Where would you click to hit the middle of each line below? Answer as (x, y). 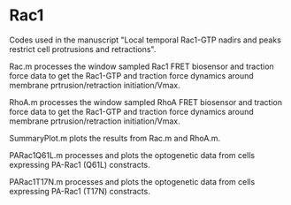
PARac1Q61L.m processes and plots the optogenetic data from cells (132, 155)
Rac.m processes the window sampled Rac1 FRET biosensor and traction (142, 66)
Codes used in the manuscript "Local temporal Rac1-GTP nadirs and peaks (145, 40)
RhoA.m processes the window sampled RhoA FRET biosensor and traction (146, 102)
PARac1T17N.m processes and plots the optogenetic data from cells (132, 181)
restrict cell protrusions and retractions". (83, 49)
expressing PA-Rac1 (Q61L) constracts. (80, 164)
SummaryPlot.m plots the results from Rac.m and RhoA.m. (115, 138)
